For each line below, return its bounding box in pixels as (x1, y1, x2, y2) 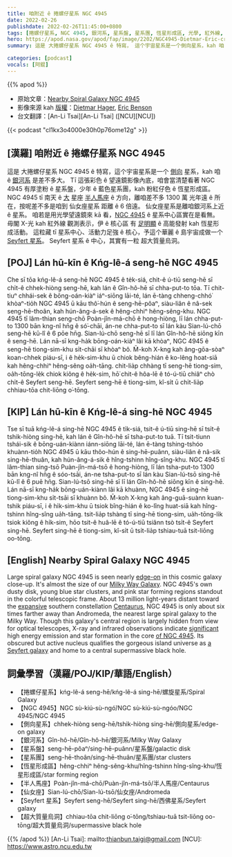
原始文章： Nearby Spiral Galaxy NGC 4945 (17, 94, 140, 102)
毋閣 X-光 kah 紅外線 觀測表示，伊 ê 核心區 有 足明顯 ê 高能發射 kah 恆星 (7, 219, 213, 227)
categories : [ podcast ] (7, 55, 72, 62)
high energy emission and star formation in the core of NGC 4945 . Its (7, 631, 204, 640)
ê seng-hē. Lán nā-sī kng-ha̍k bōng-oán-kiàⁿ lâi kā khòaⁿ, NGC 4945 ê (7, 337, 209, 345)
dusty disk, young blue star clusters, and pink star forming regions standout (7, 588, 223, 595)
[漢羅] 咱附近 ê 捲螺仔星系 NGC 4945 (7, 147, 166, 159)
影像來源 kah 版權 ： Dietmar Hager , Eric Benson (17, 103, 153, 111)
